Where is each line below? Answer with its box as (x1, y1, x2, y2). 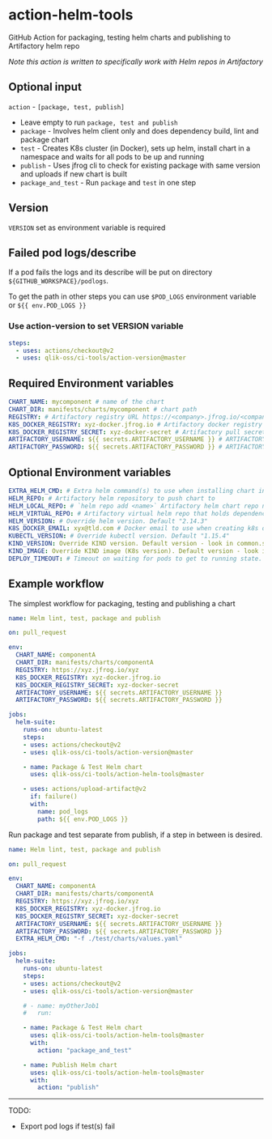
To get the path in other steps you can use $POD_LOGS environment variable (8, 291, 257, 301)
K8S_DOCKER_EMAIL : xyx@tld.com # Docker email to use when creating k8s (8, 525, 259, 533)
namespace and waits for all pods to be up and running (19, 151, 205, 161)
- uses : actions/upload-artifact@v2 (23, 785, 147, 793)
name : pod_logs (37, 807, 89, 815)
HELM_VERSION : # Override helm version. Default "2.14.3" (8, 516, 208, 525)
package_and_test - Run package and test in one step (19, 177, 197, 187)
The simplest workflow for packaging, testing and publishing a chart (8, 598, 236, 608)
